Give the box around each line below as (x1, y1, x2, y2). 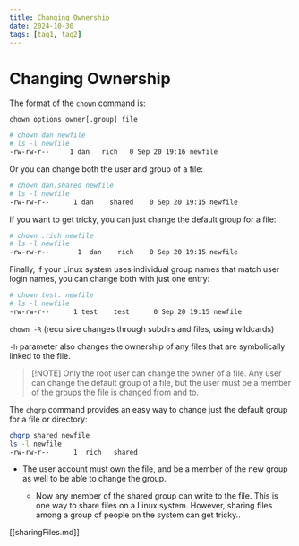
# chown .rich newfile (9, 231, 94, 240)
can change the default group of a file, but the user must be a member (30, 377, 292, 388)
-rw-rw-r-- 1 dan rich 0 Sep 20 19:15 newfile (9, 248, 239, 257)
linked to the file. (9, 350, 71, 361)
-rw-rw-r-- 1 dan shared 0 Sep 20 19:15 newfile (9, 198, 239, 207)
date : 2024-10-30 (9, 21, 74, 30)
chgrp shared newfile (9, 431, 90, 439)
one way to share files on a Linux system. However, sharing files (35, 500, 273, 511)
